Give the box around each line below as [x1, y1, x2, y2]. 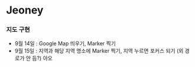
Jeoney [6, 4, 44, 17]
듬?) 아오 [32, 55, 53, 62]
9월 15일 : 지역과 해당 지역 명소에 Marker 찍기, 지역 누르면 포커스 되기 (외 [14, 48, 184, 55]
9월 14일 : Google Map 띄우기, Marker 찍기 [14, 40, 116, 47]
